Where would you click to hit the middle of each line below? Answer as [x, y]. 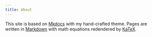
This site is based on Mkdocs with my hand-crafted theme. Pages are [76, 24]
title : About [19, 10]
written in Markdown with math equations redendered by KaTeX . [71, 29]
